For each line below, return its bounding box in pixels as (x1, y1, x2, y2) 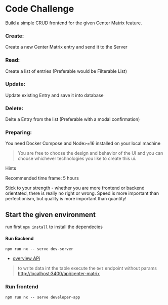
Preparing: (5, 129, 32, 136)
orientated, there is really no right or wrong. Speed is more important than (5, 190, 159, 196)
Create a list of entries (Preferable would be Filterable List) (5, 68, 128, 74)
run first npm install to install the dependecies (5, 224, 103, 230)
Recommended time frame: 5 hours (5, 175, 79, 181)
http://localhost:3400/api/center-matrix (17, 271, 100, 277)
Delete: (5, 105, 24, 112)
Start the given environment (5, 210, 96, 219)
